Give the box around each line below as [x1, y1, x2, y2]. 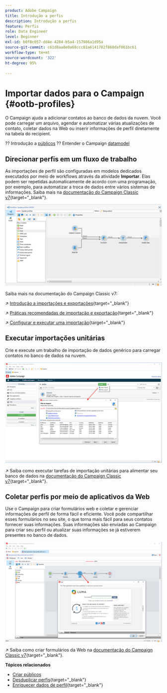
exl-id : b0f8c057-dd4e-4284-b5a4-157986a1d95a [5, 40, 103, 45]
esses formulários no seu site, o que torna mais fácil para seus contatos [5, 516, 153, 522]
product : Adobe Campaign [5, 8, 57, 13]
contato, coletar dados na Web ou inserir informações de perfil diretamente [5, 125, 160, 131]
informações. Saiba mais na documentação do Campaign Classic [5, 189, 139, 195]
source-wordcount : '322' [5, 55, 57, 60]
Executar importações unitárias [5, 334, 105, 343]
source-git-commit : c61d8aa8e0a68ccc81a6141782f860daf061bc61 [5, 45, 137, 50]
